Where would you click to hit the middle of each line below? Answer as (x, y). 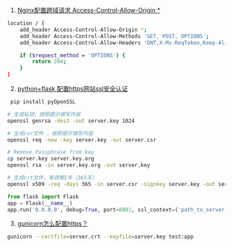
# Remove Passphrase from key (51, 152)
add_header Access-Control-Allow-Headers (80, 43)
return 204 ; (50, 62)
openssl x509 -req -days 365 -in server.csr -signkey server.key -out (111, 184)
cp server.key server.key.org (51, 159)
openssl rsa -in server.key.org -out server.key (79, 165)
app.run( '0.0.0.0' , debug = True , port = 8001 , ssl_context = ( (93, 210)
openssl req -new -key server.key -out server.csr (82, 140)
